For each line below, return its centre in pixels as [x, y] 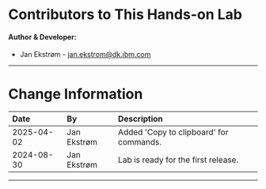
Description [141, 119]
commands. [140, 142]
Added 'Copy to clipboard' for [173, 132]
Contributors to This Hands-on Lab [125, 15]
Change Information [76, 94]
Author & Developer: [42, 36]
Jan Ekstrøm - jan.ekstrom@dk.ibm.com [85, 55]
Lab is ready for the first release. [178, 160]
